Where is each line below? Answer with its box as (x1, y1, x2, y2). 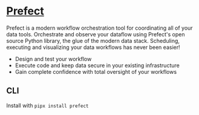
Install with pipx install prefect (6, 102, 89, 109)
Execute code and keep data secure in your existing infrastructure (15, 62, 180, 69)
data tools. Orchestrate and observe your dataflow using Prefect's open (6, 30, 185, 38)
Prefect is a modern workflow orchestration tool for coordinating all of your (6, 24, 193, 31)
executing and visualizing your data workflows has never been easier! (6, 44, 180, 51)
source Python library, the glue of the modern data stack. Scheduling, (6, 37, 180, 44)
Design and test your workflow (15, 55, 92, 62)
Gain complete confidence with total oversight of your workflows (15, 68, 177, 75)
